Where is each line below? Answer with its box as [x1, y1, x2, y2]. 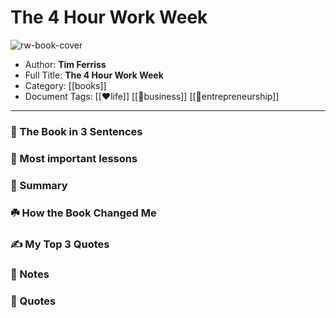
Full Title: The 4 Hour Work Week [24, 69, 164, 81]
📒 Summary [10, 178, 68, 192]
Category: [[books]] [24, 79, 107, 91]
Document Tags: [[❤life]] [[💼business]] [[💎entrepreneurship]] [24, 90, 280, 102]
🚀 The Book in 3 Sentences [10, 124, 143, 138]
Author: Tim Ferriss [24, 58, 107, 70]
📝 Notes [10, 267, 50, 281]
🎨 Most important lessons [10, 151, 138, 165]
